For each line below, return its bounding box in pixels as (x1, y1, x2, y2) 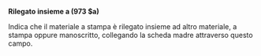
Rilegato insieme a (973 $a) (8, 7, 100, 16)
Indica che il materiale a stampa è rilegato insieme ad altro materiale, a (8, 22, 237, 31)
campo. (8, 39, 33, 48)
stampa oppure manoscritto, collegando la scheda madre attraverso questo (8, 31, 254, 39)
